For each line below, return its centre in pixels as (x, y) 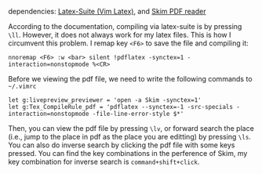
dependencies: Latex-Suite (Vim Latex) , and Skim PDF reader (107, 11)
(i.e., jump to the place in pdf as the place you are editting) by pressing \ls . (129, 137)
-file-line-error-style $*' (138, 114)
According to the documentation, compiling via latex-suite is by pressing (125, 26)
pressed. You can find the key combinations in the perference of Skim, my (128, 153)
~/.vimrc (22, 86)
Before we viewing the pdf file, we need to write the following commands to (130, 79)
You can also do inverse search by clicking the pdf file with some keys (122, 145)
